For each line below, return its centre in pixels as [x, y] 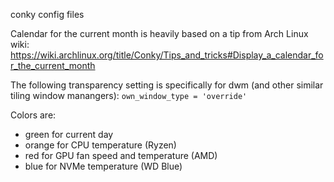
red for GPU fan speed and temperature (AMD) [121, 155]
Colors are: [33, 115]
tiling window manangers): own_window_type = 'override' [129, 95]
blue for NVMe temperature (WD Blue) [103, 166]
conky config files [47, 14]
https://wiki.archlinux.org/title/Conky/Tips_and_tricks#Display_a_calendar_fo [167, 55]
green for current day [69, 134]
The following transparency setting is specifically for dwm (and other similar [167, 85]
